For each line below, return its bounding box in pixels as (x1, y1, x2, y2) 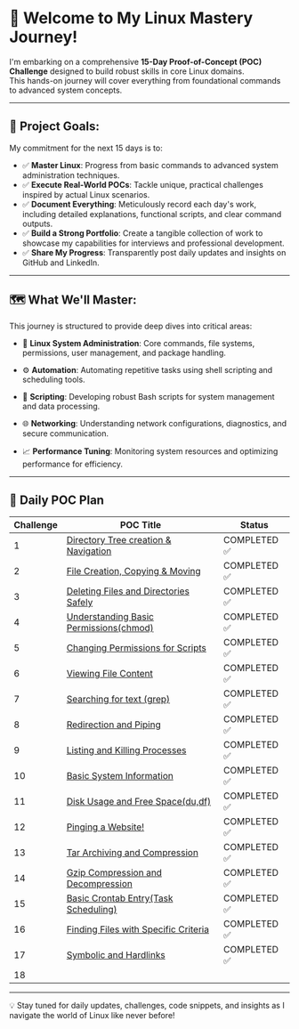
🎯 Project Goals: (9, 119, 101, 134)
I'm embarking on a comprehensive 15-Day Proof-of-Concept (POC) (9, 56, 263, 67)
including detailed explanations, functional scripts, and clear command (21, 208, 282, 219)
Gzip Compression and (66, 867, 163, 879)
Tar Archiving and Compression (66, 847, 198, 859)
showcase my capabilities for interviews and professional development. (21, 238, 285, 248)
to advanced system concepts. (9, 85, 123, 95)
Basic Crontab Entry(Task (66, 892, 174, 904)
